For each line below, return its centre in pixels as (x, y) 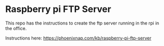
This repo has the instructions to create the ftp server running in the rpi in (82, 23)
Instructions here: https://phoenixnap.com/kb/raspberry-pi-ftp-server (78, 38)
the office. (16, 28)
